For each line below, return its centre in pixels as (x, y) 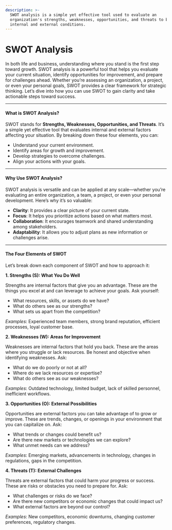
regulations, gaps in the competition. (44, 460)
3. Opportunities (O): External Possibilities (51, 404)
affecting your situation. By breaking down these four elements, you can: (82, 135)
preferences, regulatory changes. (40, 522)
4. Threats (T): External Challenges (44, 470)
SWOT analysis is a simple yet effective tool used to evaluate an (83, 15)
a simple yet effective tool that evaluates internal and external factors (78, 130)
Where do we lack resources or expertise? (57, 373)
